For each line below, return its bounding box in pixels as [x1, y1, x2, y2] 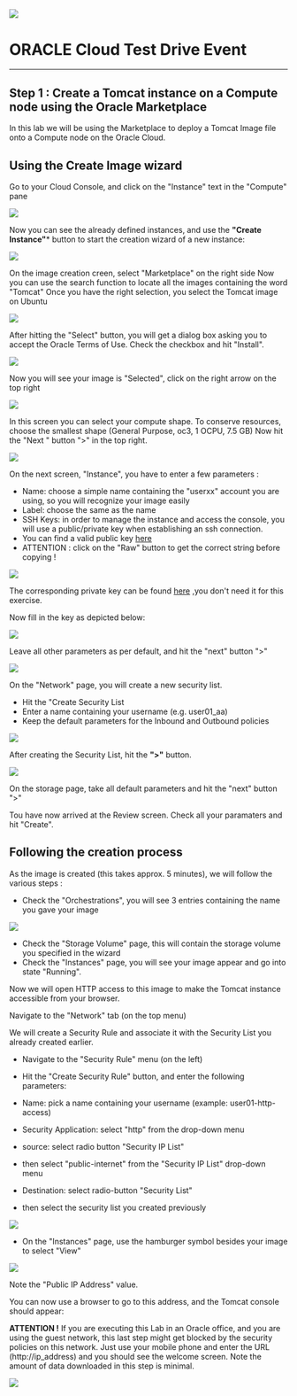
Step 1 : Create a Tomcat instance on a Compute [9, 85, 278, 100]
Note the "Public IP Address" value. [9, 1279, 139, 1290]
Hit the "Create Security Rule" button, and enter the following [21, 1071, 245, 1082]
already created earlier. [9, 1036, 95, 1047]
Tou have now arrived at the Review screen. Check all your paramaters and [9, 810, 283, 820]
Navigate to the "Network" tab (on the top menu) [9, 1010, 187, 1020]
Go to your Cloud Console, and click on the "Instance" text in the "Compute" [9, 181, 287, 191]
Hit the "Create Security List [21, 696, 125, 707]
